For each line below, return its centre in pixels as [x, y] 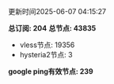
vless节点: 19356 [47, 45]
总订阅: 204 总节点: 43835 [52, 28]
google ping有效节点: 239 [51, 71]
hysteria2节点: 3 [46, 55]
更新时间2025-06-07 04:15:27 [57, 11]
